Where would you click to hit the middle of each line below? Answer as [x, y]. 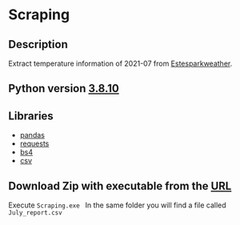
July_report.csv [35, 213]
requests [34, 144]
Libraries [31, 116]
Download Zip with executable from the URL [120, 186]
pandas [32, 135]
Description [38, 44]
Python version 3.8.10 [64, 88]
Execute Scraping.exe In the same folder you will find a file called [117, 205]
